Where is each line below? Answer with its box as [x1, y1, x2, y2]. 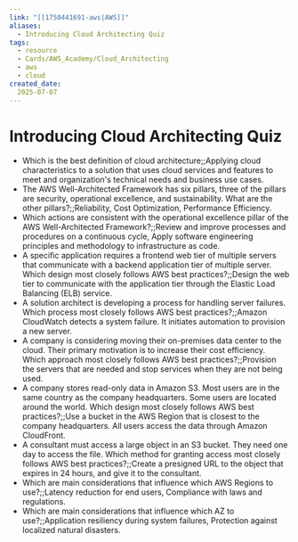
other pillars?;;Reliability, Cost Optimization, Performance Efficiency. [21, 202, 272, 214]
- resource [17, 46, 58, 55]
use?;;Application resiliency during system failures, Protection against [21, 515, 278, 526]
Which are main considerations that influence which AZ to [21, 505, 235, 517]
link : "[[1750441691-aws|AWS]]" [9, 12, 129, 22]
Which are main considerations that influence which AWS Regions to [21, 478, 274, 489]
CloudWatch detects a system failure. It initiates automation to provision [21, 316, 286, 327]
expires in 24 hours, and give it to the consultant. [21, 468, 202, 479]
